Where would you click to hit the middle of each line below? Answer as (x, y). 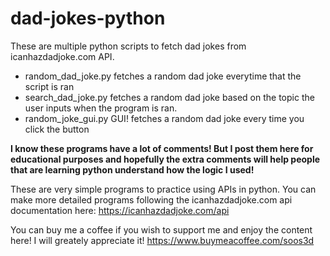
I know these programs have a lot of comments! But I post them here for (162, 148)
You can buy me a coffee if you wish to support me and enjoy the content (161, 229)
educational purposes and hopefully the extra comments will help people (165, 159)
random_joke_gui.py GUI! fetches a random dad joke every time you (164, 118)
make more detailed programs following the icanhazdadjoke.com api (151, 199)
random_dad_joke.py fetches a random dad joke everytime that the (163, 76)
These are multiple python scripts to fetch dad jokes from (128, 46)
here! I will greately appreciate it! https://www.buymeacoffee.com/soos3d (162, 240)
